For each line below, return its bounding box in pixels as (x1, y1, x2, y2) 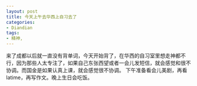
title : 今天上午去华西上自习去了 (6, 14, 77, 20)
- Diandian (6, 24, 33, 31)
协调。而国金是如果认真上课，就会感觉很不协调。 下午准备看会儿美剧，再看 (6, 67, 188, 73)
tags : (6, 30, 19, 36)
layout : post (6, 8, 38, 15)
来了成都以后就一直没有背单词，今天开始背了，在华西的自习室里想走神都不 (6, 52, 186, 59)
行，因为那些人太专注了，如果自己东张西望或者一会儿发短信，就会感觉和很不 (6, 59, 191, 66)
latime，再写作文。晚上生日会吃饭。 (6, 74, 93, 81)
